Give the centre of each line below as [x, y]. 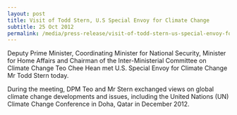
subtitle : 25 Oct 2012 [41, 27]
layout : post [26, 14]
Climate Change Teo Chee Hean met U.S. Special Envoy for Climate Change [117, 68]
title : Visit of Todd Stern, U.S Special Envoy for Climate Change [109, 20]
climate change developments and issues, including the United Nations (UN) [118, 97]
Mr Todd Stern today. [38, 76]
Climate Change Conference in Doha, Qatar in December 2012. [98, 104]
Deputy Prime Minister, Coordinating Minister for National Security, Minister [117, 53]
